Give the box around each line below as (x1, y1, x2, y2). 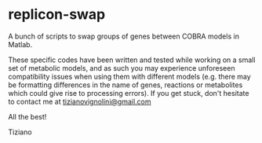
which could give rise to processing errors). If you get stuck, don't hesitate (8, 88, 249, 97)
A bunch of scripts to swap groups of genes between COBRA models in (8, 31, 239, 41)
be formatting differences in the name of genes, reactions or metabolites (8, 80, 243, 90)
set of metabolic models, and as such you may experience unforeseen (8, 63, 235, 72)
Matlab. (8, 39, 33, 49)
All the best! (8, 112, 47, 121)
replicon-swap (8, 5, 106, 24)
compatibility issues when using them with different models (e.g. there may (8, 71, 251, 81)
